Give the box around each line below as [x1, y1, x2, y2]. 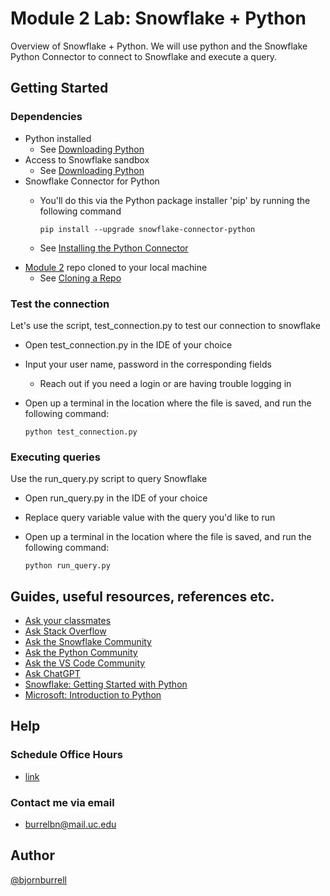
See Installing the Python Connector [39, 242, 189, 254]
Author [10, 847, 55, 864]
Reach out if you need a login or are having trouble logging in [39, 377, 292, 389]
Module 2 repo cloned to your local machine [24, 261, 208, 273]
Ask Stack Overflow [24, 625, 107, 637]
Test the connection [10, 297, 110, 311]
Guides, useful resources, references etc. [10, 588, 275, 605]
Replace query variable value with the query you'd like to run [24, 512, 276, 524]
